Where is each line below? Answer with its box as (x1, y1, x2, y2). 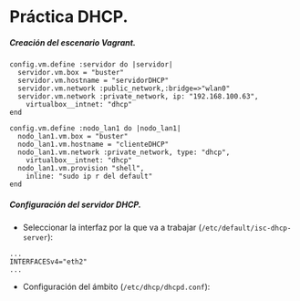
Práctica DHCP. (9, 6, 129, 27)
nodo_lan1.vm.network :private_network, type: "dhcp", (17, 148, 231, 157)
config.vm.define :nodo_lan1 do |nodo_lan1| (9, 124, 181, 133)
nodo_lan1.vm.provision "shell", (17, 164, 145, 173)
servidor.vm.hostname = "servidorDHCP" (17, 76, 170, 86)
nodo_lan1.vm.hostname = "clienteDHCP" (17, 140, 170, 150)
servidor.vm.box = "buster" (17, 68, 125, 78)
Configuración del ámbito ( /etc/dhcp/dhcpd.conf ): (22, 281, 211, 293)
